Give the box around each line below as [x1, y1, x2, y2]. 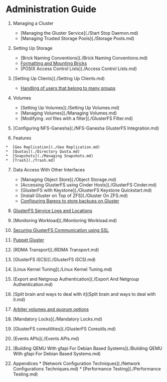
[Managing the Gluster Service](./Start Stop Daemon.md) [20, 30, 138, 36]
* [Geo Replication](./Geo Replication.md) [6, 145, 100, 150]
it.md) [13, 296, 26, 302]
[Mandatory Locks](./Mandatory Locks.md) [13, 316, 102, 322]
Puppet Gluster [13, 237, 45, 243]
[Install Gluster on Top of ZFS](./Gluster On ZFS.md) [20, 193, 128, 199]
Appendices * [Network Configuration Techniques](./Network [13, 360, 140, 366]
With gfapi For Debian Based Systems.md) [13, 350, 101, 356]
